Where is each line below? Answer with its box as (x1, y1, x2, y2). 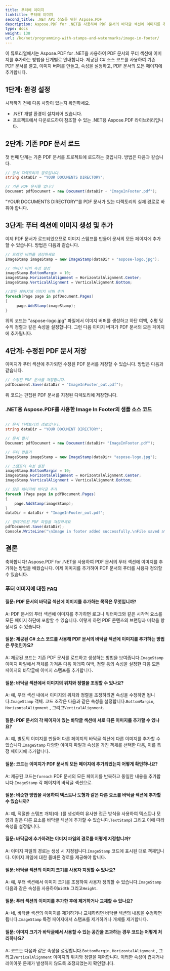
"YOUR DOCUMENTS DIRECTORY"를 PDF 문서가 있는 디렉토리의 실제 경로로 (5, 198, 160, 205)
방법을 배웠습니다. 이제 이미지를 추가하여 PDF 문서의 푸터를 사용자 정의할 (18, 565, 162, 571)
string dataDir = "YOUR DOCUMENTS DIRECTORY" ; (5, 175, 105, 180)
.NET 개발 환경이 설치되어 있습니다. (12, 110, 82, 116)
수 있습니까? (5, 798, 29, 804)
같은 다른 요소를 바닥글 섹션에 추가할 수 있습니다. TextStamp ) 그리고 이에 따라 (14, 817, 165, 823)
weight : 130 (5, 31, 30, 36)
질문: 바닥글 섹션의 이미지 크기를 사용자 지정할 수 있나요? (5, 867, 116, 873)
